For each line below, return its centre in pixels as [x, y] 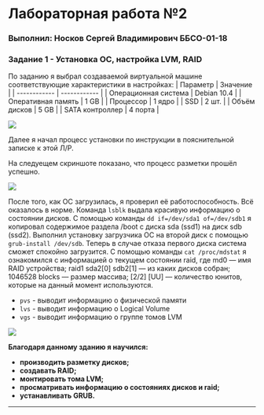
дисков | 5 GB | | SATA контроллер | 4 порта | [84, 110]
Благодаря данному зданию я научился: [78, 347]
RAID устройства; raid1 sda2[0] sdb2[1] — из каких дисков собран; [119, 269]
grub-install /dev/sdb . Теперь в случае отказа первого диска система [128, 244]
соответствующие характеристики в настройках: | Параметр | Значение [130, 85]
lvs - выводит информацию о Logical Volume [95, 309]
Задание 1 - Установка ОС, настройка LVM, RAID [105, 60]
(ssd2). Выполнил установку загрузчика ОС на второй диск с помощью [128, 235]
